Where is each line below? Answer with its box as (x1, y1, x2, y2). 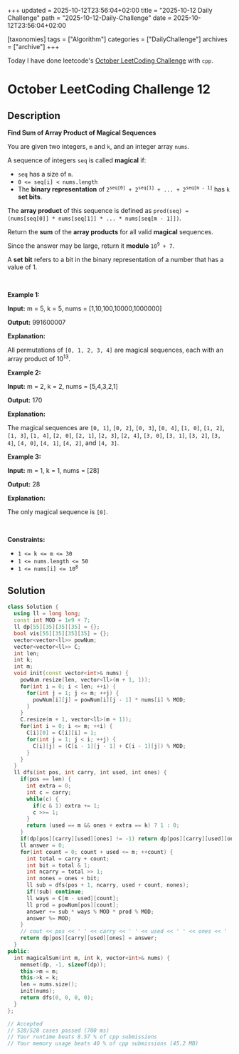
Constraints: (7, 535, 46, 543)
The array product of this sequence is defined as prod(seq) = (7, 207, 189, 214)
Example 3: (7, 452, 41, 461)
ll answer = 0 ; (20, 842, 65, 849)
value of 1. (7, 263, 38, 271)
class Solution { (7, 603, 59, 611)
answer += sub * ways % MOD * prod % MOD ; (26, 908, 154, 915)
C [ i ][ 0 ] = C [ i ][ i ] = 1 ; (26, 729, 97, 736)
